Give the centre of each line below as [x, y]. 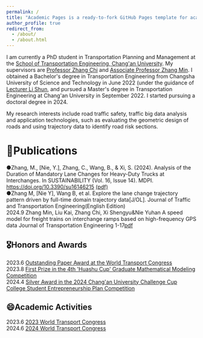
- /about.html [29, 40]
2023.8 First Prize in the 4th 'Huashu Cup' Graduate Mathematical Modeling [101, 269]
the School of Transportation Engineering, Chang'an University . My [90, 63]
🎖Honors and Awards [47, 245]
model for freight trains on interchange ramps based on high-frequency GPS [101, 218]
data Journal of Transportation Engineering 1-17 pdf [69, 225]
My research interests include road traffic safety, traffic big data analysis [97, 113]
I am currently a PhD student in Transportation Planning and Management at [101, 57]
